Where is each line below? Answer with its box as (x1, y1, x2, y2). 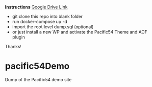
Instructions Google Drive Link (5, 4, 68, 10)
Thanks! (5, 44, 22, 49)
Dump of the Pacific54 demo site (5, 76, 72, 82)
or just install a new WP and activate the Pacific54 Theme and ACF (12, 29, 148, 35)
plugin (12, 34, 25, 40)
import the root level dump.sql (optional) (12, 24, 94, 30)
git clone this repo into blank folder (12, 14, 83, 19)
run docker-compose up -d (12, 19, 68, 24)
